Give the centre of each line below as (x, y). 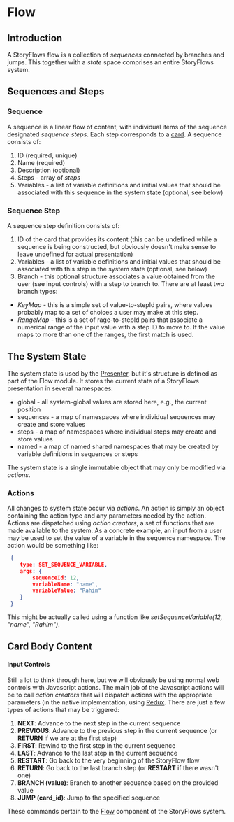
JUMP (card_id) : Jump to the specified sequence (89, 798)
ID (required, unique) (47, 155)
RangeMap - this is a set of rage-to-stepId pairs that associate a (110, 320)
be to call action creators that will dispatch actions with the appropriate (110, 695)
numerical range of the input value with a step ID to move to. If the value (121, 327)
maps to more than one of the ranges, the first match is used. (105, 334)
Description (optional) (49, 170)
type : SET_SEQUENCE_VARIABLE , (64, 565)
